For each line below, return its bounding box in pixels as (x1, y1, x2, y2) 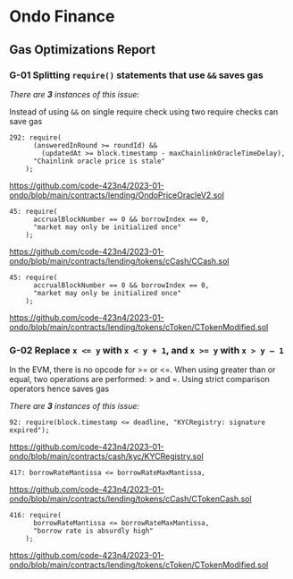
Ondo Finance (9, 6, 115, 27)
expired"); (9, 426, 50, 435)
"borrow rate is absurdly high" (32, 526, 154, 536)
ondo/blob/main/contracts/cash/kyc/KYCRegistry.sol (9, 451, 204, 462)
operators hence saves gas (9, 383, 110, 395)
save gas (9, 115, 43, 126)
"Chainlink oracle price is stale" (32, 157, 166, 166)
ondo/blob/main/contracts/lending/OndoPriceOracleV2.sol (9, 190, 225, 200)
